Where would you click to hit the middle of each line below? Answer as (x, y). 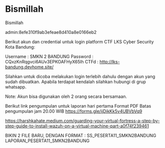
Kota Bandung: (20, 47)
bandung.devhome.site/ (29, 67)
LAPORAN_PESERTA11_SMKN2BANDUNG (47, 141)
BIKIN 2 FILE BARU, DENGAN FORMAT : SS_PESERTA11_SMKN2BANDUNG (81, 135)
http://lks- (110, 61)
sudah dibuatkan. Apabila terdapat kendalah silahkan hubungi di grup (76, 82)
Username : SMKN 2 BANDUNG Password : (49, 56)
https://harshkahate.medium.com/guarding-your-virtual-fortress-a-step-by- (82, 120)
